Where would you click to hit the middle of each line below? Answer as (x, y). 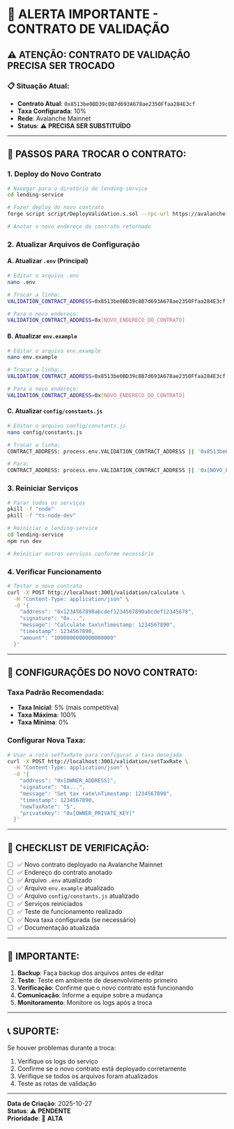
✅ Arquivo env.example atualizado (66, 888)
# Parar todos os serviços (46, 503)
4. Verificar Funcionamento (55, 572)
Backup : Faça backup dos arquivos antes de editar (91, 973)
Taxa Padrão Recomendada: (56, 692)
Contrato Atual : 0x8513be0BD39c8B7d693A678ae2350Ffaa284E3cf (106, 103)
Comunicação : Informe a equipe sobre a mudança (90, 995)
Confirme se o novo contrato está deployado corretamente (102, 1069)
